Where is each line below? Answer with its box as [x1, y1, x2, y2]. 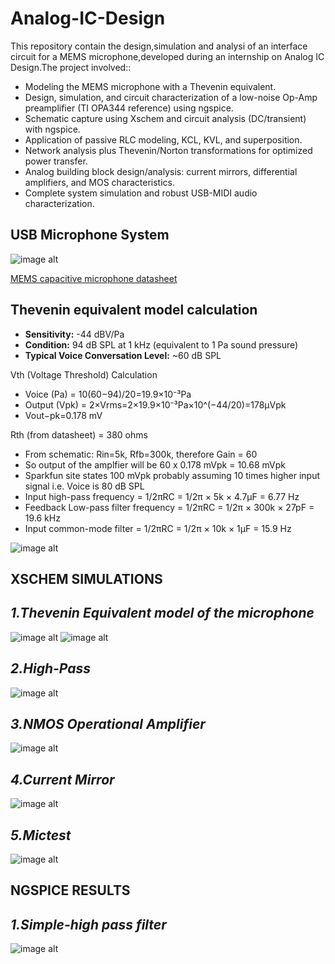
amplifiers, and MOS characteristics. [24, 176, 176, 188]
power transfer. [24, 155, 88, 167]
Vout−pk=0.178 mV [24, 409, 103, 421]
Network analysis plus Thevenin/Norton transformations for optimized [24, 144, 313, 156]
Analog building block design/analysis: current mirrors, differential [24, 165, 298, 177]
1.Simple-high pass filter [10, 916, 167, 933]
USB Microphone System [10, 227, 170, 244]
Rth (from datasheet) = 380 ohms [10, 428, 148, 441]
